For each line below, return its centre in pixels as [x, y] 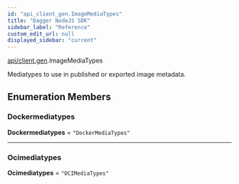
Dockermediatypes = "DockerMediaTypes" [69, 132]
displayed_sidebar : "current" [52, 40]
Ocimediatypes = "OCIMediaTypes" [58, 173]
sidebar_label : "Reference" [49, 27]
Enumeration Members [59, 97]
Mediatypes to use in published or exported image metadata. [97, 75]
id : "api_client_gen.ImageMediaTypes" [65, 14]
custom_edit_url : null [41, 34]
